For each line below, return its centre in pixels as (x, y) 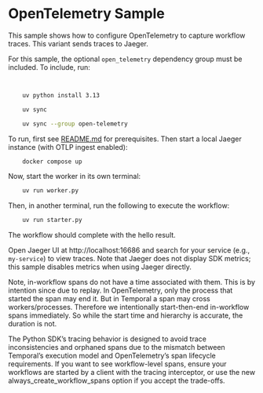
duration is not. (33, 324)
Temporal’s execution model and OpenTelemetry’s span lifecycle (112, 356)
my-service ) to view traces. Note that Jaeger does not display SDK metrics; (130, 259)
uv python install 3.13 (61, 95)
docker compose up (52, 162)
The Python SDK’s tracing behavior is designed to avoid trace (107, 339)
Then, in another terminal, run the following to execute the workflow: (119, 206)
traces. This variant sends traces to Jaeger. (79, 43)
